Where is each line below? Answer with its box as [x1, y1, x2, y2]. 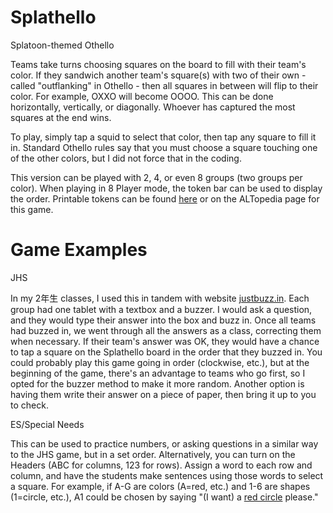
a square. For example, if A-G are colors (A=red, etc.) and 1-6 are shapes [10, 480, 311, 492]
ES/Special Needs [10, 418, 85, 430]
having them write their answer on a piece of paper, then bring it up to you [10, 388, 317, 400]
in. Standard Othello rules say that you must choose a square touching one [10, 141, 318, 153]
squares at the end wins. [10, 111, 112, 123]
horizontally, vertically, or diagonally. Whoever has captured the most [10, 101, 296, 113]
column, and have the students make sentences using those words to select [10, 469, 324, 481]
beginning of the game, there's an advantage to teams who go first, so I [10, 367, 306, 379]
